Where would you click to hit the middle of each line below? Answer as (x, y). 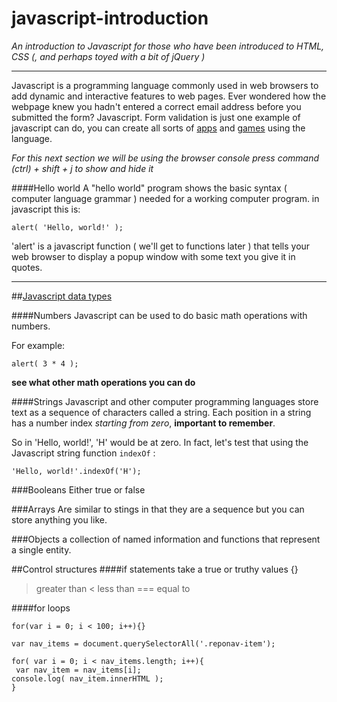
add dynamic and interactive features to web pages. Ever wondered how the (169, 96)
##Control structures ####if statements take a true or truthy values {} (155, 569)
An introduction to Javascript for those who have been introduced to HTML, (168, 46)
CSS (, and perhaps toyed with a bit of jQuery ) (108, 56)
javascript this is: (46, 209)
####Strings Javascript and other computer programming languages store (165, 401)
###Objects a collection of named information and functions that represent (166, 539)
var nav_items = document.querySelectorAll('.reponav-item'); (143, 643)
